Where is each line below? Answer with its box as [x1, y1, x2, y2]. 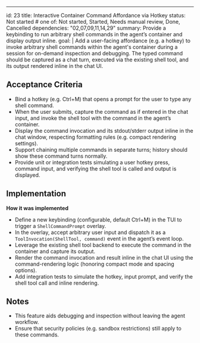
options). [14, 266, 37, 274]
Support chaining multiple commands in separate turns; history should [14, 146, 187, 153]
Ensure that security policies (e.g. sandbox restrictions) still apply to [14, 325, 182, 332]
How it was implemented [6, 204, 68, 211]
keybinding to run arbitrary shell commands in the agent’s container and [6, 31, 183, 38]
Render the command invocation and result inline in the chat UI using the [14, 254, 193, 261]
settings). [14, 139, 39, 146]
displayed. [14, 171, 40, 179]
